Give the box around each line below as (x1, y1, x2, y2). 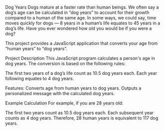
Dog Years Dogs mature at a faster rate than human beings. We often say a (5, 4, 159, 10)
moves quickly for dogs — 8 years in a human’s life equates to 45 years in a (5, 20, 161, 26)
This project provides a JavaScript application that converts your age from (5, 40, 158, 46)
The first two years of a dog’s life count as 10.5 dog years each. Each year (5, 70, 157, 76)
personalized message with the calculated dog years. (5, 91, 115, 96)
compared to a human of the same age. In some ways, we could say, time (5, 15, 157, 20)
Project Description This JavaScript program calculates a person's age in (5, 55, 156, 61)
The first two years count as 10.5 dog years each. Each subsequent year (5, 110, 154, 116)
